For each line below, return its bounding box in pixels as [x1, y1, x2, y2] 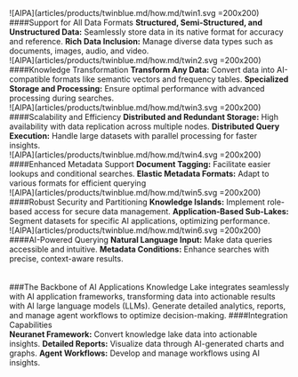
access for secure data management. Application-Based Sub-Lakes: [34, 206, 289, 216]
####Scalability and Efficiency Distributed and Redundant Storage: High [9, 112, 278, 122]
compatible [9, 74, 51, 84]
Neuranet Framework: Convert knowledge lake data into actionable [9, 329, 258, 340]
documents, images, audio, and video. [9, 45, 149, 56]
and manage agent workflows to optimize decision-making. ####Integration [9, 310, 288, 320]
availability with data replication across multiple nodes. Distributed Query [9, 121, 280, 132]
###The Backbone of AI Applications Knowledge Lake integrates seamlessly [9, 282, 290, 292]
